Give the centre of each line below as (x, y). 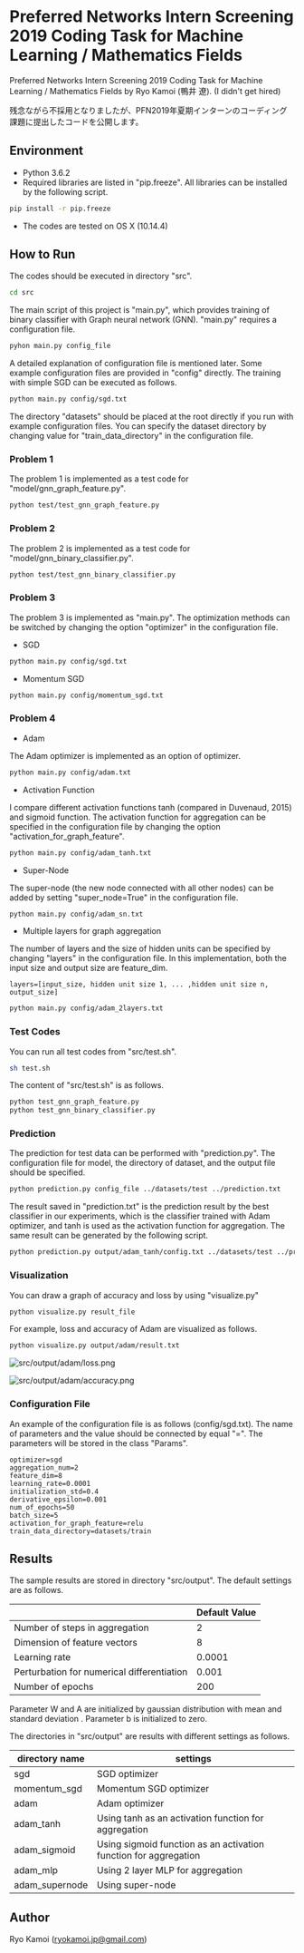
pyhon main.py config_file (60, 346)
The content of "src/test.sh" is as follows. (87, 1085)
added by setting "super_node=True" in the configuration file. (124, 897)
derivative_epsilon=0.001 (58, 1499)
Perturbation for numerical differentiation (101, 1672)
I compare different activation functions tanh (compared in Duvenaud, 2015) (151, 807)
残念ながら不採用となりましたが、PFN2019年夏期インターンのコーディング (148, 110)
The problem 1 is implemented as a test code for (99, 479)
